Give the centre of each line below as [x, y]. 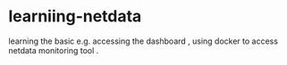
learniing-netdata [75, 16]
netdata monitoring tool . [54, 50]
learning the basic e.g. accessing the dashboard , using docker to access [143, 41]
